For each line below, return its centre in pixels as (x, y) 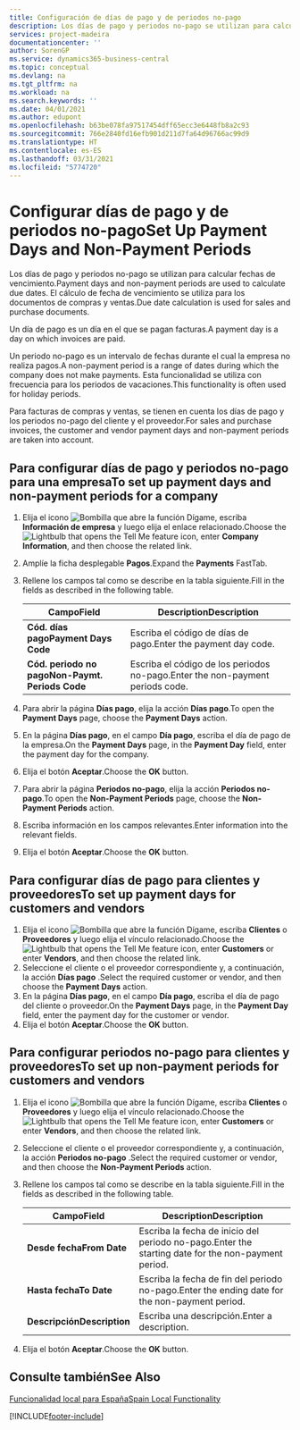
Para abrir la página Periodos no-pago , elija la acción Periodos (139, 789)
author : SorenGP (39, 51)
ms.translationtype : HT (54, 142)
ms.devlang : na (37, 76)
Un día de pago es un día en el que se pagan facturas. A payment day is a (144, 329)
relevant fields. (50, 835)
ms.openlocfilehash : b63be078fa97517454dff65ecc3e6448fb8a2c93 (129, 126)
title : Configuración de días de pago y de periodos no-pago (125, 17)
